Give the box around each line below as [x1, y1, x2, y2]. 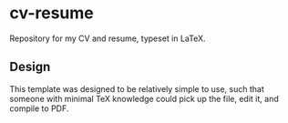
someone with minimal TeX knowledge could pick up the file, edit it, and [9, 93, 280, 104]
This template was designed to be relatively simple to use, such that [9, 83, 264, 94]
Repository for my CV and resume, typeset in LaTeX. [9, 33, 207, 44]
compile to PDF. [9, 103, 69, 114]
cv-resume [9, 3, 94, 24]
